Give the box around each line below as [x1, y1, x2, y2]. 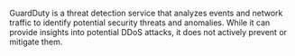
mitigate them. [9, 36, 63, 47]
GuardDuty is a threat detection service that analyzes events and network [9, 8, 283, 18]
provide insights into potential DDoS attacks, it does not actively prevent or [9, 27, 287, 37]
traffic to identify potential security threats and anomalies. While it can [9, 17, 271, 28]
